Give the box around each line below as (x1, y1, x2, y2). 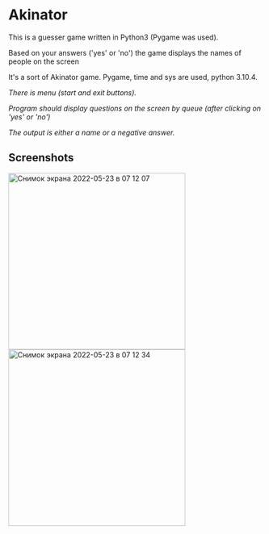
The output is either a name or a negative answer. (8, 127, 175, 137)
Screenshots (8, 151, 74, 165)
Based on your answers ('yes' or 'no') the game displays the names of (8, 48, 242, 57)
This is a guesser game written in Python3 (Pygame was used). (8, 32, 219, 42)
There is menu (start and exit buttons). (8, 87, 137, 98)
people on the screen (8, 56, 79, 66)
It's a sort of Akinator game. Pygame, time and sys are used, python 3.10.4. (8, 72, 258, 81)
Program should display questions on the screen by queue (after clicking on (8, 103, 261, 113)
